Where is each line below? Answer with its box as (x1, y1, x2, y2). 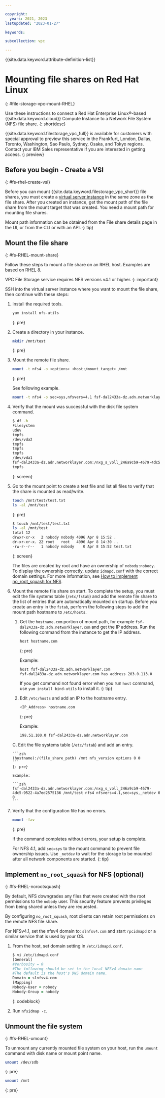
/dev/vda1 (12, 455, 33, 460)
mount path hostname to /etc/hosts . (12, 609, 87, 615)
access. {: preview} (5, 151, 44, 157)
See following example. (12, 385, 60, 391)
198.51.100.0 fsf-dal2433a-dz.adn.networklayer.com (19, 733, 128, 738)
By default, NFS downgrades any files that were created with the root (5, 893, 146, 899)
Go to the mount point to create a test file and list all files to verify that (12, 483, 154, 489)
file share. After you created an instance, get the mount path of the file (5, 199, 148, 205)
